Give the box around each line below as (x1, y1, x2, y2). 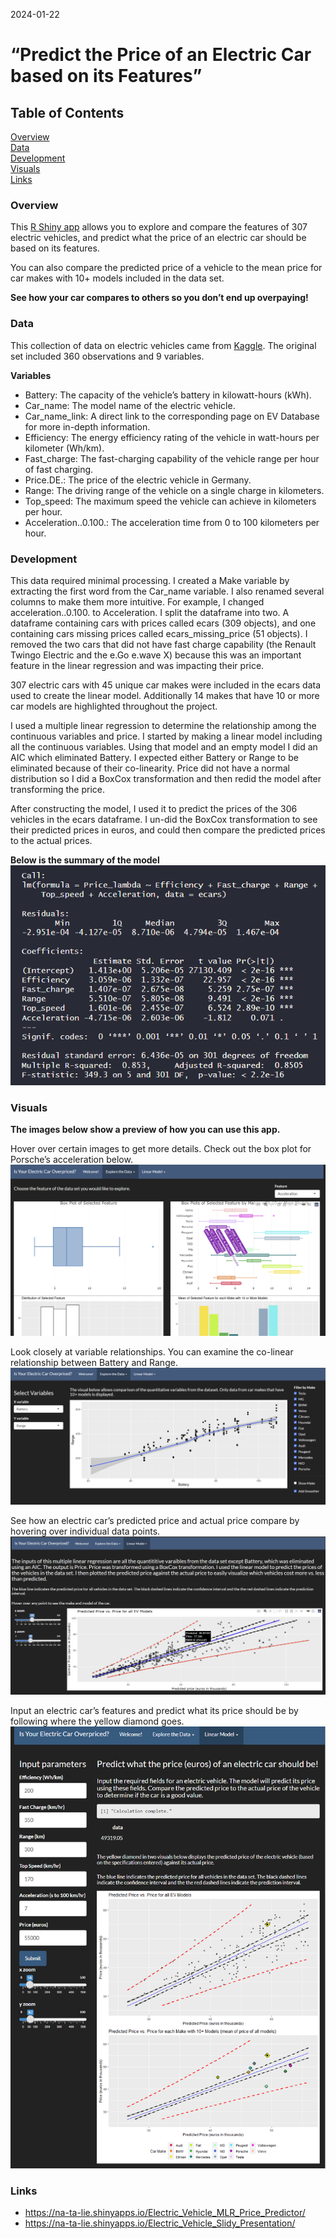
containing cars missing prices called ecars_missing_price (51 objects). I (10, 627, 308, 639)
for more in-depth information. (24, 420, 151, 433)
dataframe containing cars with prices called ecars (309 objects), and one (10, 617, 317, 629)
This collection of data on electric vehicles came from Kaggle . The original (10, 339, 317, 351)
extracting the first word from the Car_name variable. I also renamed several (10, 585, 325, 597)
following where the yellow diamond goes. (10, 1715, 185, 1728)
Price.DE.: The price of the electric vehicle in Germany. (24, 474, 252, 486)
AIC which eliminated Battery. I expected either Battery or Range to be (10, 751, 299, 763)
